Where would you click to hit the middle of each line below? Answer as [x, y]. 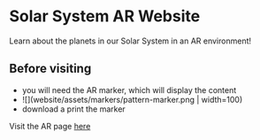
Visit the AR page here [50, 126]
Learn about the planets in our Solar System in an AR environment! [130, 41]
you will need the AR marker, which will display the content [129, 89]
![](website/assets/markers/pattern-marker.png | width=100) [132, 99]
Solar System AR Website [105, 16]
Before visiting [50, 69]
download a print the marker [73, 109]
